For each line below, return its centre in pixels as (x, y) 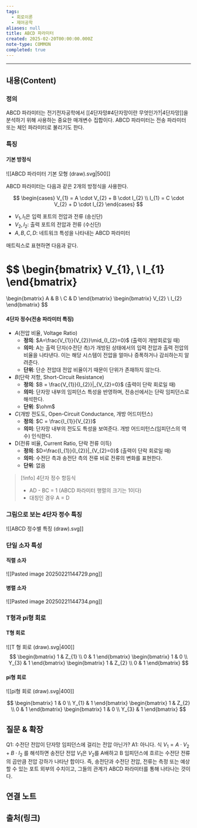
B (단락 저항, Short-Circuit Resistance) (59, 377)
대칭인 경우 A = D (49, 498)
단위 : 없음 (34, 465)
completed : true (26, 50)
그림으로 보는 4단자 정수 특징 (44, 514)
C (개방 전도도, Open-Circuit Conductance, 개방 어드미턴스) (84, 414)
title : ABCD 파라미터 (30, 34)
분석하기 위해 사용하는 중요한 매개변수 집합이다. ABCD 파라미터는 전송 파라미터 (96, 120)
